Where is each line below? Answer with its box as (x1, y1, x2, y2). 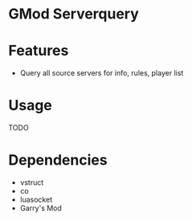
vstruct (19, 178, 44, 187)
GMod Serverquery (8, 5, 139, 23)
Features (8, 42, 69, 60)
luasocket (19, 194, 53, 204)
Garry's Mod (19, 203, 63, 213)
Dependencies (8, 151, 108, 170)
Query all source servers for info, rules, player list (19, 68, 184, 78)
